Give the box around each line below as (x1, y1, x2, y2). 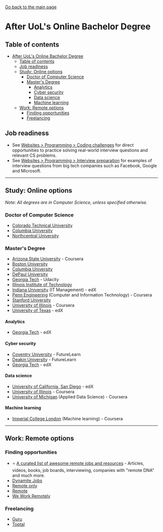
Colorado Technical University (12, 222, 73, 228)
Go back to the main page (5, 4, 57, 10)
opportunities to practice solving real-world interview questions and (12, 147, 148, 153)
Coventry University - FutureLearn (12, 351, 81, 357)
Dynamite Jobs (12, 478, 43, 483)
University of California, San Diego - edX (12, 383, 94, 389)
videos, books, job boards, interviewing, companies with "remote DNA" (12, 467, 154, 473)
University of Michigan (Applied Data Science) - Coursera (12, 394, 128, 399)
